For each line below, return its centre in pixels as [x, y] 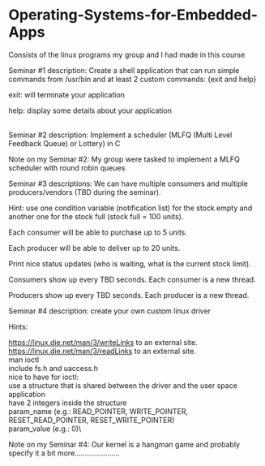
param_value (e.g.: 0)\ [45, 429]
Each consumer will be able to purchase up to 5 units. [98, 232]
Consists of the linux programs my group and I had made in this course [127, 54]
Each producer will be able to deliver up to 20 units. [94, 248]
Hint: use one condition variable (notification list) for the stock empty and [130, 208]
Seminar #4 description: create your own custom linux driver [110, 311]
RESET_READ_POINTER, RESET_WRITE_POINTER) [92, 420]
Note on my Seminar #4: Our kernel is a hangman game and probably [124, 444]
